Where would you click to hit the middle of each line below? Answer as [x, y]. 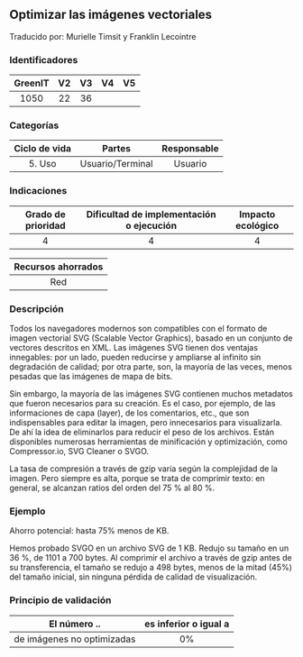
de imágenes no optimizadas [75, 639]
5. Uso [42, 164]
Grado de [46, 214]
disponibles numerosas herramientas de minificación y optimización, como [149, 442]
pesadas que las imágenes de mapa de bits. [91, 376]
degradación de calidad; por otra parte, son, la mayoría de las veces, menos [151, 367]
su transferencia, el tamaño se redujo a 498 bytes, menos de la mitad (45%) [151, 568]
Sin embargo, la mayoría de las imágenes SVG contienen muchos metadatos [151, 394]
